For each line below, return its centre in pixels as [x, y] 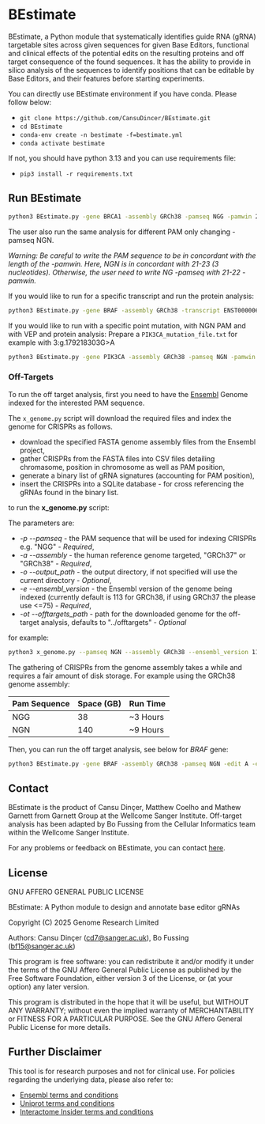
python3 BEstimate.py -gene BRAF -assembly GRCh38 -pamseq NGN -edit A [128, 764]
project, [32, 450]
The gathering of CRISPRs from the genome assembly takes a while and [125, 667]
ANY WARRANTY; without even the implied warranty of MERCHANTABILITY [131, 1011]
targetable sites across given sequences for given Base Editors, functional [129, 44]
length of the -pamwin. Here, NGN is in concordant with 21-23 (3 [114, 263]
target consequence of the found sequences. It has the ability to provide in [129, 62]
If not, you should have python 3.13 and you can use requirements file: [122, 158]
